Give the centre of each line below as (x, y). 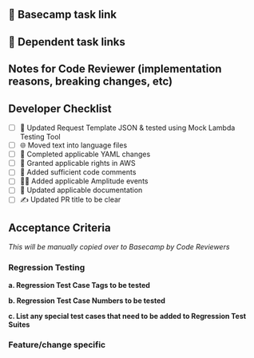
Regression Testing (47, 268)
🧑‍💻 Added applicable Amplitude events (84, 181)
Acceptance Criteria (60, 228)
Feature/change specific (57, 345)
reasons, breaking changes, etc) (91, 82)
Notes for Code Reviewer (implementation (115, 69)
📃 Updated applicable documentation (81, 190)
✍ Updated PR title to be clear (70, 199)
